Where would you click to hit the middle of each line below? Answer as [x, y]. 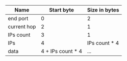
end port [18, 18]
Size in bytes [103, 10]
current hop [22, 26]
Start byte [62, 10]
